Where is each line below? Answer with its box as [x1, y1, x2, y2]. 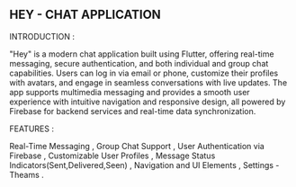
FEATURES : [9, 123, 54, 134]
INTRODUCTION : [9, 31, 75, 41]
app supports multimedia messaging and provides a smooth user [9, 86, 250, 97]
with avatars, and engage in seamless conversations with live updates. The [9, 76, 288, 88]
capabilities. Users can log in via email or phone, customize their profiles [9, 67, 279, 78]
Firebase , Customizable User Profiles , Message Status [9, 150, 216, 161]
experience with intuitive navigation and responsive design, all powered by [9, 96, 286, 107]
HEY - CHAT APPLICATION [9, 7, 162, 22]
